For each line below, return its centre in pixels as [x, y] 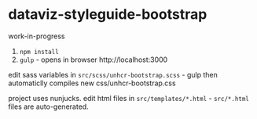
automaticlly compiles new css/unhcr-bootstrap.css [92, 83]
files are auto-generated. [48, 106]
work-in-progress [37, 36]
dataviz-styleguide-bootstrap [108, 14]
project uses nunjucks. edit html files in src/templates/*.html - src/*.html [129, 98]
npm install [39, 52]
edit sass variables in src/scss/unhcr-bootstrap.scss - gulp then [113, 74]
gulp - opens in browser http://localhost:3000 [94, 59]
